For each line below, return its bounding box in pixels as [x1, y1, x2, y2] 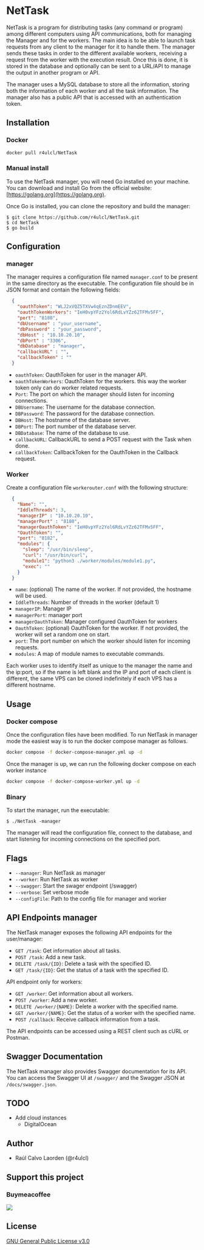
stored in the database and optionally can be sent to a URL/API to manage [6, 62, 191, 70]
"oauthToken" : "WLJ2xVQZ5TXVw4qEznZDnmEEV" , [17, 304, 132, 310]
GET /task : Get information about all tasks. [15, 947, 121, 954]
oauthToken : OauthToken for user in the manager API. [15, 371, 148, 378]
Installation [6, 118, 50, 128]
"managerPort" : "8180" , [17, 518, 80, 524]
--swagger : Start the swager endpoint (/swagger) [15, 882, 138, 889]
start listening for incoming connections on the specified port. [6, 836, 161, 843]
